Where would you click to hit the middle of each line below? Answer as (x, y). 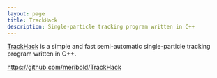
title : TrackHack (32, 20)
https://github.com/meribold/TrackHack (65, 68)
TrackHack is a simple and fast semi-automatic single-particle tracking (109, 47)
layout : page (26, 14)
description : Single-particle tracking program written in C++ (101, 26)
